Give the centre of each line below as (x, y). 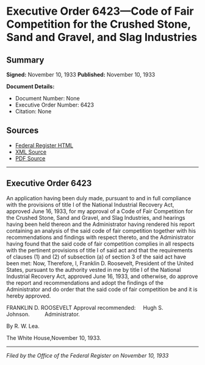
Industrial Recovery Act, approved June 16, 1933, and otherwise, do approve (102, 276)
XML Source (31, 152)
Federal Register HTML (44, 145)
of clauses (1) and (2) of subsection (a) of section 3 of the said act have (96, 257)
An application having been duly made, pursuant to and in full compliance (99, 198)
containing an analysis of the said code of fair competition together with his (101, 230)
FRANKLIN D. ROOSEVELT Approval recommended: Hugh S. (85, 307)
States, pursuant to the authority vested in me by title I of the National (94, 269)
